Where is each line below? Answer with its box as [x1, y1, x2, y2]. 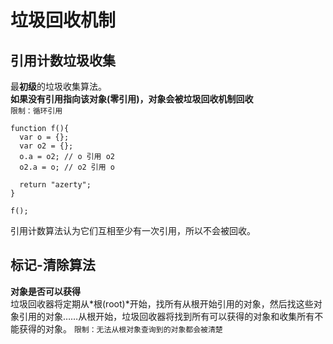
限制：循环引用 [10, 106, 63, 116]
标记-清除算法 [10, 257, 96, 274]
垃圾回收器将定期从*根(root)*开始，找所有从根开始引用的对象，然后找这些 [10, 297, 314, 310]
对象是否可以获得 [10, 285, 81, 297]
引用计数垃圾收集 [10, 52, 116, 69]
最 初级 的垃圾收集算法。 [10, 81, 107, 92]
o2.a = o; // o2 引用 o [19, 162, 115, 172]
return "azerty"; [19, 180, 92, 190]
